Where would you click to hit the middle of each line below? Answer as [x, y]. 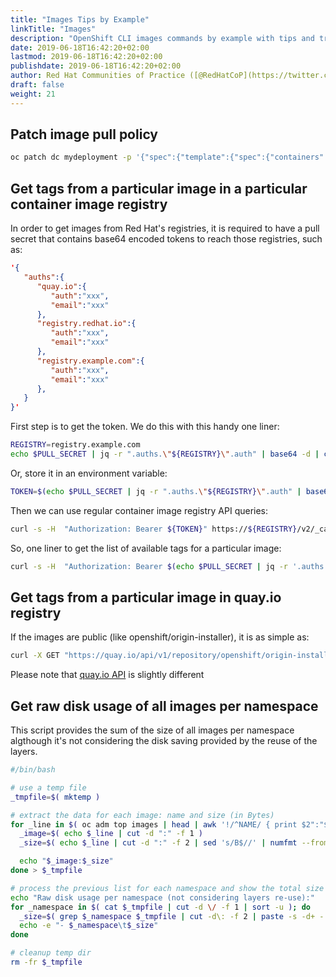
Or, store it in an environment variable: [89, 473]
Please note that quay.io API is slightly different [107, 675]
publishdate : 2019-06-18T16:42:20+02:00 [96, 66]
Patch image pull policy [84, 134]
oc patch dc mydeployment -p [71, 157]
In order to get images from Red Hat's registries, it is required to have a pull [165, 228]
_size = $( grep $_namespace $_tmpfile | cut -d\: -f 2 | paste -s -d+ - [172, 916]
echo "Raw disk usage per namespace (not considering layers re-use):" [162, 897]
